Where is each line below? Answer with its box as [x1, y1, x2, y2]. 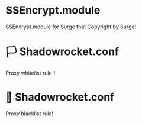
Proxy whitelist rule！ [5, 69, 57, 76]
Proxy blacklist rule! [5, 110, 54, 117]
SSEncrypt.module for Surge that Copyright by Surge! [5, 23, 137, 30]
